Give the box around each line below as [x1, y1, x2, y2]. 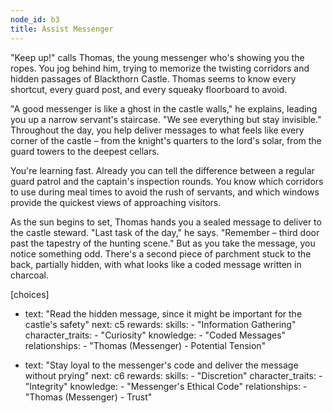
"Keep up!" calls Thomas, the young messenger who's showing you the [10, 51, 305, 63]
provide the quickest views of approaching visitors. [10, 196, 222, 208]
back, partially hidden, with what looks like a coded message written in [10, 258, 302, 270]
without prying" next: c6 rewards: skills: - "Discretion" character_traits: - [24, 369, 323, 381]
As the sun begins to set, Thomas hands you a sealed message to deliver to [10, 216, 322, 228]
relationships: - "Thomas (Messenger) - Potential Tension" [24, 339, 267, 351]
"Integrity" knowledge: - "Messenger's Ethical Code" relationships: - [24, 380, 308, 392]
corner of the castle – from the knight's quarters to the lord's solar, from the [10, 134, 322, 146]
